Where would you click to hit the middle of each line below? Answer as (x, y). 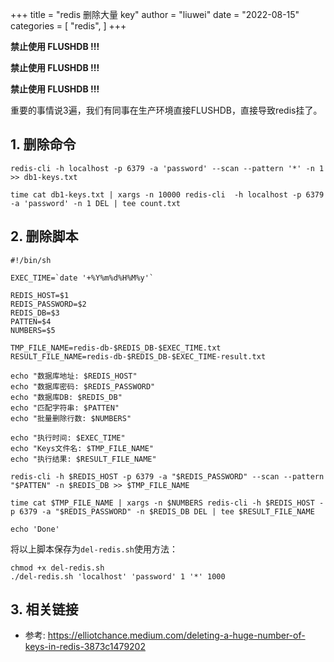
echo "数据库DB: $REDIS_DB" (66, 397)
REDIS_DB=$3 (35, 313)
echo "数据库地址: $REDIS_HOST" (74, 376)
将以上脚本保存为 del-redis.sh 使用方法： (94, 549)
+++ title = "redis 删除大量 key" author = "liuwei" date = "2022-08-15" (155, 14)
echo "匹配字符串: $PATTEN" (65, 408)
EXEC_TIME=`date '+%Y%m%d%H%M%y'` (82, 278)
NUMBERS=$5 (33, 330)
